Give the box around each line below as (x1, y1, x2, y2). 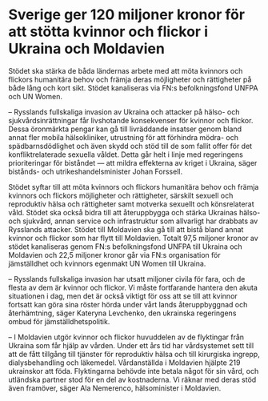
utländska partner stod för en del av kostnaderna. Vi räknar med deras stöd (8, 375, 257, 384)
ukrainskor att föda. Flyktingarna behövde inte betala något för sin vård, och (8, 366, 259, 375)
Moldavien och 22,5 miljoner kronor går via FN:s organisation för (8, 250, 222, 259)
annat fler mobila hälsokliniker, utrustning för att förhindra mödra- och (8, 132, 238, 142)
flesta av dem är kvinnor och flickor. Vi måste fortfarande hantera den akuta (8, 283, 258, 292)
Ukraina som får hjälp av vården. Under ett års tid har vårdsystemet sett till (8, 340, 254, 350)
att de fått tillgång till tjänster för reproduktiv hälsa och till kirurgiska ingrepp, (8, 349, 260, 359)
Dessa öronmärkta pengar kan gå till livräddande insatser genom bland (8, 124, 242, 134)
